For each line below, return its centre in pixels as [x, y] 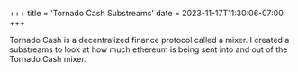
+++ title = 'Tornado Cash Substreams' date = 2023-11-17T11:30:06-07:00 [146, 13]
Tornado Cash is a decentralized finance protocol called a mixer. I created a [149, 40]
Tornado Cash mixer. [48, 59]
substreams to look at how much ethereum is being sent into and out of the [149, 49]
